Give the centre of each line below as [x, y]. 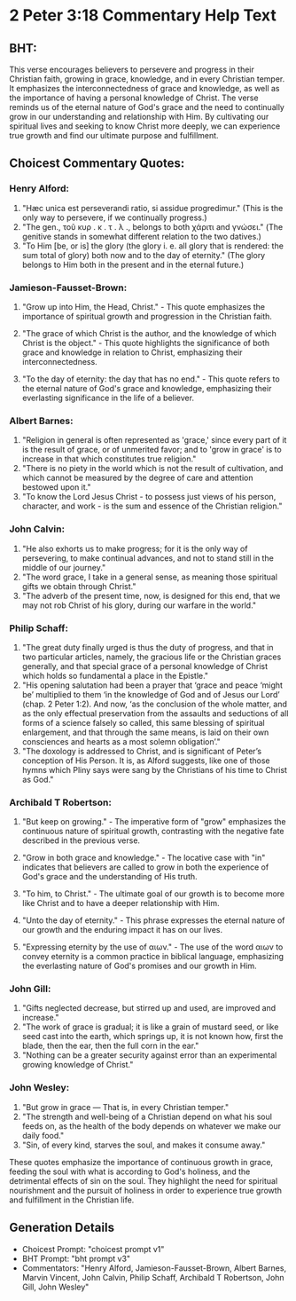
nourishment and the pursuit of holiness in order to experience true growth [145, 1190]
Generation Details [62, 1228]
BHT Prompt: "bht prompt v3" [76, 1258]
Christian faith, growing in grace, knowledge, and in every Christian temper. [147, 79]
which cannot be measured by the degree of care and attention [137, 478]
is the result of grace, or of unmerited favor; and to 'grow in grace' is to [152, 450]
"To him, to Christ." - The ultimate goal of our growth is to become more [153, 894]
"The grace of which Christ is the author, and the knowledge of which [149, 333]
